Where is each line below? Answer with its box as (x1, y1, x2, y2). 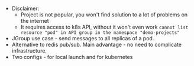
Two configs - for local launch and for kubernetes (11, 54, 133, 60)
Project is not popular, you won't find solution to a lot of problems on (20, 11, 188, 18)
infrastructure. (11, 47, 47, 54)
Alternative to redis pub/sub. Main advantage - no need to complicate (11, 41, 182, 48)
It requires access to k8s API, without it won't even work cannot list (20, 23, 189, 30)
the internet (20, 18, 49, 24)
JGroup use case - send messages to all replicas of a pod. (11, 35, 154, 41)
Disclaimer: (11, 5, 40, 12)
